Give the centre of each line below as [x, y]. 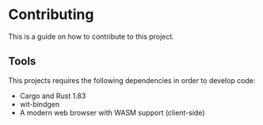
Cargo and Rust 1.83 [53, 96]
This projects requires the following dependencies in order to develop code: [132, 80]
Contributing [51, 15]
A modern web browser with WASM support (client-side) [112, 112]
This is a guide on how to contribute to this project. [91, 36]
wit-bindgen [40, 104]
